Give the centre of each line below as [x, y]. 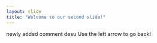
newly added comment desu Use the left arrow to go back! [79, 34]
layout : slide [24, 11]
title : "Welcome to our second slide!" [56, 17]
